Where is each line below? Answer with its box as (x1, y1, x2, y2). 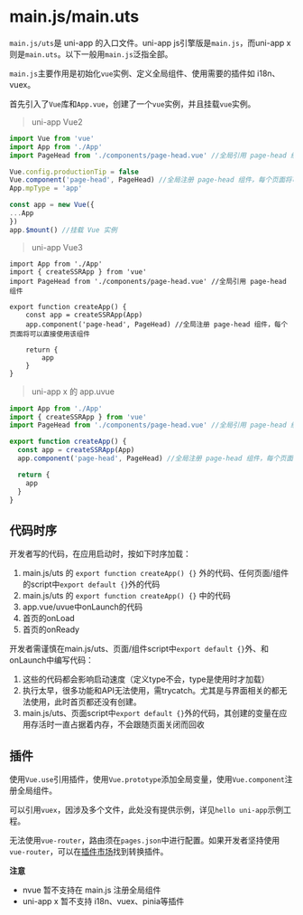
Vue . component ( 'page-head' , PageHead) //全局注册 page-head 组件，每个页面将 (9, 175, 292, 184)
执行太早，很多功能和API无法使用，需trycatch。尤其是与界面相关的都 (22, 685, 280, 696)
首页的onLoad (22, 613, 75, 624)
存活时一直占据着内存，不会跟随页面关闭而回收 (30, 719, 205, 730)
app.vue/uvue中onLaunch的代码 (22, 601, 143, 612)
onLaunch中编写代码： (9, 655, 95, 665)
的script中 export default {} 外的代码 (22, 579, 161, 590)
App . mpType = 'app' (9, 184, 83, 193)
